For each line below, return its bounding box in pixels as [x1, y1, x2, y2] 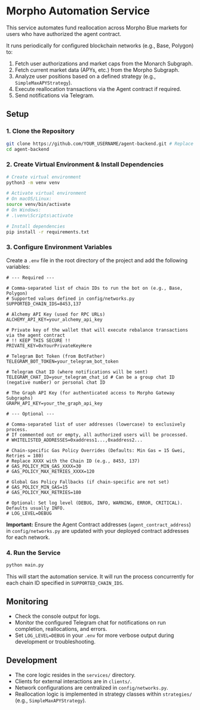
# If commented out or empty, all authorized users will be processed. [6, 432, 188, 438]
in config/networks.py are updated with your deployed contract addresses [6, 527, 189, 534]
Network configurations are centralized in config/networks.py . [14, 684, 168, 691]
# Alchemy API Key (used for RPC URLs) [6, 311, 106, 317]
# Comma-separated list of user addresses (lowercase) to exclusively [6, 421, 186, 427]
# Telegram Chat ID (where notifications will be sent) [6, 369, 148, 375]
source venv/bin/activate [6, 202, 70, 208]
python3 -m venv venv [6, 180, 60, 186]
